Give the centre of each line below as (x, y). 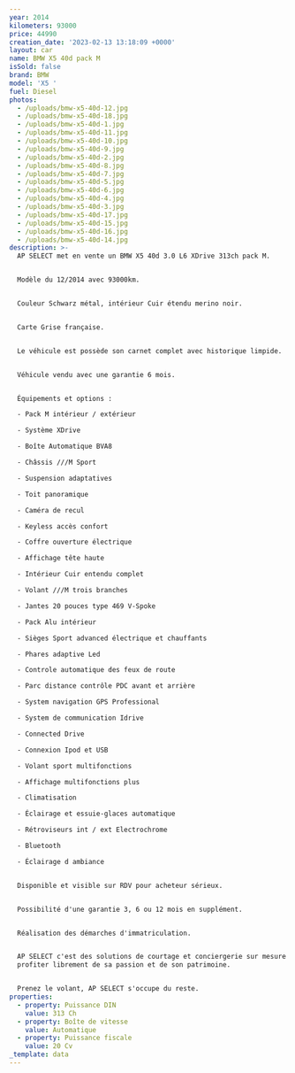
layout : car (31, 50)
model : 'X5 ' (33, 83)
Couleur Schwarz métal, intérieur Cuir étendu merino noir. (130, 304)
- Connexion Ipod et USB (63, 750)
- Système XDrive (49, 430)
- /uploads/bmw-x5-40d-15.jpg (72, 223)
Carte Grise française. (61, 327)
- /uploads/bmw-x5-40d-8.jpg (71, 166)
